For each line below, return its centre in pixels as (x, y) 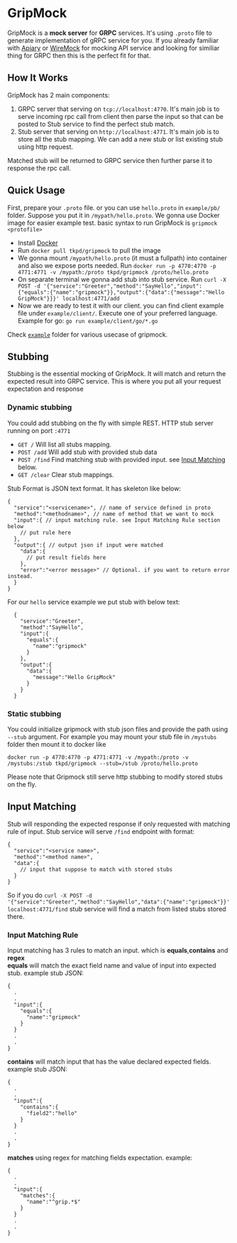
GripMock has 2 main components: (59, 95)
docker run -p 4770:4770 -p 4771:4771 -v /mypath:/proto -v (98, 757)
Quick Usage (36, 190)
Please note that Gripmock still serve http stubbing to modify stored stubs (115, 777)
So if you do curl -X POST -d (50, 895)
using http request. (45, 147)
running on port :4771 (39, 430)
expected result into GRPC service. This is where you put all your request (114, 382)
